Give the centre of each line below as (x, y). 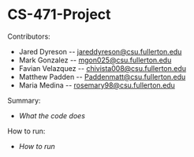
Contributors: (29, 36)
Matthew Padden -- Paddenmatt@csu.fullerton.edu (102, 77)
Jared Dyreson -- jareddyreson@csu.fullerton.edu (100, 51)
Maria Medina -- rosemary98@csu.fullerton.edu (97, 85)
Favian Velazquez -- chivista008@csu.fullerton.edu (103, 68)
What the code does (52, 115)
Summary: (24, 100)
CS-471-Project (59, 15)
